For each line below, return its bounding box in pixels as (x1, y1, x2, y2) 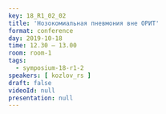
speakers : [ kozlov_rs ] (8, 71, 91, 79)
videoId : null (8, 86, 56, 95)
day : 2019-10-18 (8, 34, 63, 43)
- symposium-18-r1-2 (15, 64, 84, 72)
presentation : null (8, 94, 74, 102)
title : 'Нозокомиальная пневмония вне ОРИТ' (8, 19, 160, 27)
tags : (8, 57, 26, 65)
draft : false (8, 79, 52, 87)
